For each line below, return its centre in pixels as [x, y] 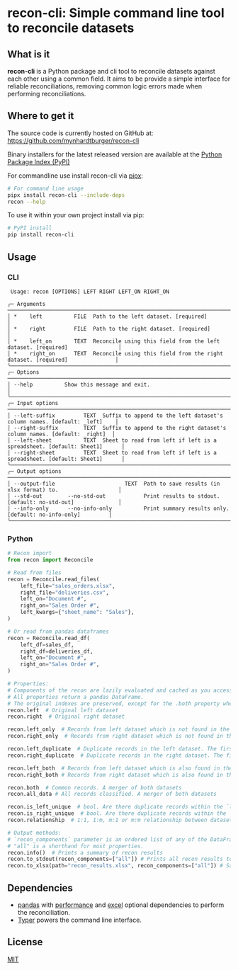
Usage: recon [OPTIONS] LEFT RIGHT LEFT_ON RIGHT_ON [90, 292]
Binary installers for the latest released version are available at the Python [115, 154]
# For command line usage [45, 188]
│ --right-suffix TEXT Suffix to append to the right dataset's [117, 428]
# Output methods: [34, 833]
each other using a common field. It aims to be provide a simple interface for [119, 79]
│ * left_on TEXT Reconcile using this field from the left [114, 341]
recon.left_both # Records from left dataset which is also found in [114, 768]
